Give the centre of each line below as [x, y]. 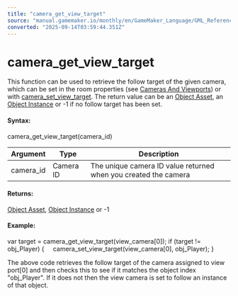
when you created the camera [140, 174]
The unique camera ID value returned [152, 166]
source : [19, 21]
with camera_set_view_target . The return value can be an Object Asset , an [115, 97]
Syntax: [19, 120]
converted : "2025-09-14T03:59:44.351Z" [66, 27]
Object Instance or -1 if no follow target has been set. [85, 104]
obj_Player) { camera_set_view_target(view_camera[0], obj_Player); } [111, 249]
